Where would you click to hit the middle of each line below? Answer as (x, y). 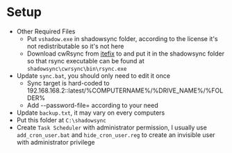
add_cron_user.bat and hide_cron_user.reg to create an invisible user (116, 135)
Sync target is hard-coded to (68, 83)
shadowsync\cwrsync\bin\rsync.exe (77, 69)
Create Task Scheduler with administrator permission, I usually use (112, 127)
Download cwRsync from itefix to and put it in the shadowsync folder (126, 54)
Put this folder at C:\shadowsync (61, 120)
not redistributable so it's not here (75, 46)
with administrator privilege (56, 142)
